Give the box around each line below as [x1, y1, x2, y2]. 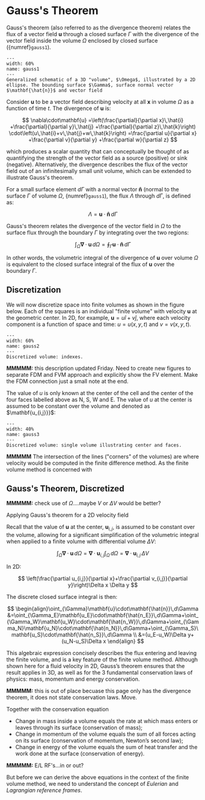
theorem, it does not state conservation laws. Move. [6, 694, 138, 701]
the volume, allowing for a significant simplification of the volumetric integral [6, 531, 199, 539]
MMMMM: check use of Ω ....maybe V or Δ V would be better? [6, 500, 161, 507]
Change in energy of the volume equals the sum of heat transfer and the [15, 743, 198, 750]
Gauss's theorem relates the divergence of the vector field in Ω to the [6, 222, 181, 229]
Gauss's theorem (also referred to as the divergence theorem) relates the [6, 24, 191, 31]
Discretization [6, 285, 61, 295]
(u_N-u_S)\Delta [61, 637, 102, 645]
